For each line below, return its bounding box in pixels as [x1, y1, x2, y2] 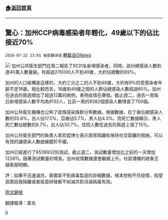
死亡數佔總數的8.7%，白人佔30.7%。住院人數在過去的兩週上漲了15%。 [5, 122, 152, 128]
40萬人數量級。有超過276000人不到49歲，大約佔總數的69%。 [9, 69, 139, 75]
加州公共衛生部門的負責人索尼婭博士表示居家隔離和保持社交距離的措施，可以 [5, 132, 163, 138]
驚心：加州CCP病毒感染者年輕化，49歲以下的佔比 [5, 29, 159, 37]
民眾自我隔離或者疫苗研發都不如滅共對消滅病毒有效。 [5, 179, 115, 185]
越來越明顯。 [5, 162, 31, 168]
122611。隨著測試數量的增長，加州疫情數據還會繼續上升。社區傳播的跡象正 [5, 155, 159, 161]
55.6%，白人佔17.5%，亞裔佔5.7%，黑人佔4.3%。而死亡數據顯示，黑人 [13, 115, 161, 121]
